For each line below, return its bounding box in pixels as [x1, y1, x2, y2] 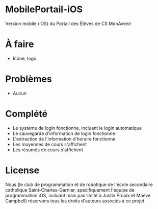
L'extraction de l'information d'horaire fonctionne [12, 135, 116, 142]
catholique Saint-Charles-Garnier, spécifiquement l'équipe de [5, 187, 135, 193]
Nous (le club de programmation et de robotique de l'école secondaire [5, 181, 153, 188]
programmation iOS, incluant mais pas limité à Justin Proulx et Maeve [5, 192, 151, 198]
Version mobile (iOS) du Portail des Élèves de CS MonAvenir [5, 20, 131, 27]
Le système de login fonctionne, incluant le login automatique [12, 125, 142, 131]
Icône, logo [12, 55, 37, 61]
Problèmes [5, 73, 52, 85]
